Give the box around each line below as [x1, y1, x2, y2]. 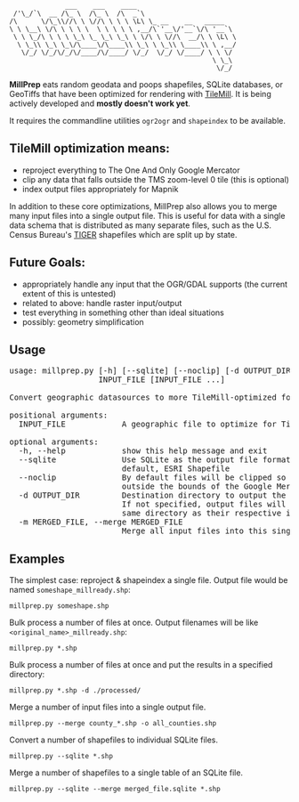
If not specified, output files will [121, 499, 287, 509]
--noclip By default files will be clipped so [18, 473, 287, 482]
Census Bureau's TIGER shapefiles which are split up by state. [9, 229, 238, 239]
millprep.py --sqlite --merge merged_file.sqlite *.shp [9, 785, 221, 794]
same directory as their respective [121, 508, 282, 518]
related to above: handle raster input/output [21, 297, 182, 308]
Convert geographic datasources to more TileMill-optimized [9, 393, 278, 402]
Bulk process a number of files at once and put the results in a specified [9, 660, 273, 670]
